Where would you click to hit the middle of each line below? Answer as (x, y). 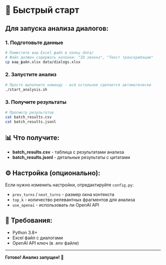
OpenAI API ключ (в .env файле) (45, 243)
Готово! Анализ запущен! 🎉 (35, 257)
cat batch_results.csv (28, 117)
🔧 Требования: (29, 221)
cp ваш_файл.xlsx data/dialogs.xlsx (43, 62)
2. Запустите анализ (31, 75)
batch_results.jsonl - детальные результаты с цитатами (71, 158)
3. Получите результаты (36, 102)
